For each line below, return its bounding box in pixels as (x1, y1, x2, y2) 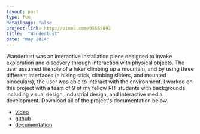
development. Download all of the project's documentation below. (6, 97, 169, 104)
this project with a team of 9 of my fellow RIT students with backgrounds (6, 85, 186, 91)
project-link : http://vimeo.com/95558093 (6, 25, 111, 32)
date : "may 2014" (6, 36, 50, 42)
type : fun (6, 14, 31, 20)
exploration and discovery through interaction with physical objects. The (6, 59, 185, 66)
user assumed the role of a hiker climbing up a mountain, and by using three (6, 66, 195, 72)
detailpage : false (6, 20, 52, 26)
